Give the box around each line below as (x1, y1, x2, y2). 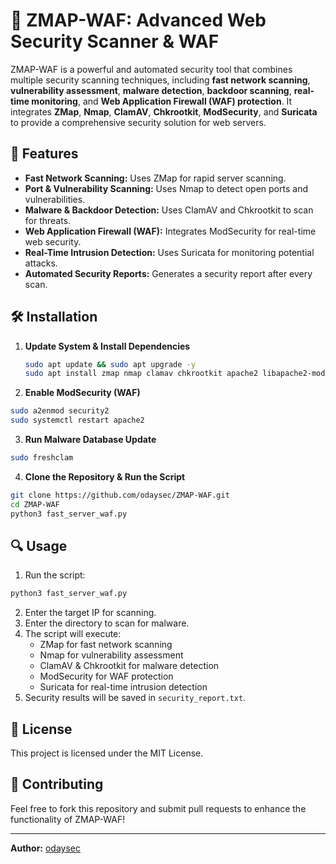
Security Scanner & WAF (10, 30, 220, 53)
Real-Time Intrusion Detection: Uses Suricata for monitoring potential (24, 246, 315, 258)
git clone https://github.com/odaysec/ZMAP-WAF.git (10, 490, 230, 500)
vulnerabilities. (24, 193, 86, 205)
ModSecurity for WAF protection (39, 670, 174, 683)
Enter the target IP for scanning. (24, 607, 157, 619)
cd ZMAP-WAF (10, 499, 60, 509)
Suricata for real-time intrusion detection (39, 681, 208, 693)
